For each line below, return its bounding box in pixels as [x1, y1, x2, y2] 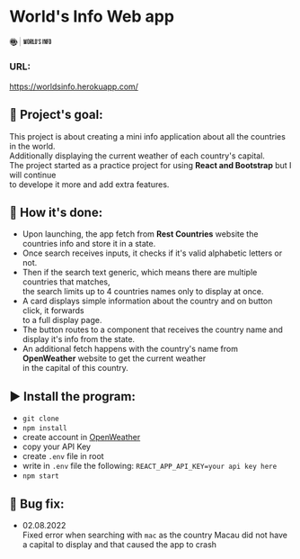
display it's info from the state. [22, 334, 136, 345]
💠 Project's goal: [9, 107, 103, 122]
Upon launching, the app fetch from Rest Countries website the [22, 229, 259, 239]
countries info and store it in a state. [22, 239, 156, 249]
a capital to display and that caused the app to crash [22, 538, 217, 550]
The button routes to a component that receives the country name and [22, 324, 283, 335]
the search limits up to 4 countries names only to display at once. [22, 286, 264, 297]
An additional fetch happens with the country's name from [22, 344, 238, 355]
